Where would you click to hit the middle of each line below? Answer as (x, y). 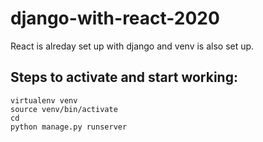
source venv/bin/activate (64, 109)
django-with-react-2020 (115, 18)
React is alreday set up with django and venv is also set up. (132, 46)
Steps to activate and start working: (124, 77)
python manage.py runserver (69, 127)
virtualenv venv (44, 100)
